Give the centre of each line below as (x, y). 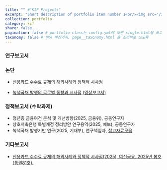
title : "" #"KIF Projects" (33, 10)
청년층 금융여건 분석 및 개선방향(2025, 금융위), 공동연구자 (68, 118)
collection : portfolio (29, 19)
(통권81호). (23, 163)
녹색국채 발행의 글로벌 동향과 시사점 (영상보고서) (59, 93)
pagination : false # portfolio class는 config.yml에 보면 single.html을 (80, 33)
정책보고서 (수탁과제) (29, 107)
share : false (19, 28)
